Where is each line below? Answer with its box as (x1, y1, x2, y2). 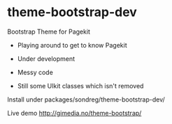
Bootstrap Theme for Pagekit (7, 27, 91, 36)
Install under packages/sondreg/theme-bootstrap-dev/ (7, 95, 166, 104)
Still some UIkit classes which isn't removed (17, 81, 144, 90)
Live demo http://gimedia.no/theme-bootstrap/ (7, 109, 142, 117)
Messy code (17, 68, 54, 76)
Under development (17, 54, 76, 63)
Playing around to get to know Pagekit (17, 41, 127, 49)
